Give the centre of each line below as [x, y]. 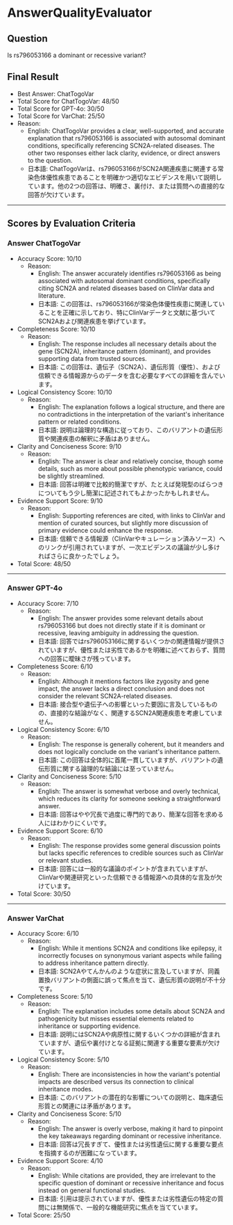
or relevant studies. [66, 860]
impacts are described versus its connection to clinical [116, 1082]
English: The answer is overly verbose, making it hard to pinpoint [130, 1129]
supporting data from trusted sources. [92, 358]
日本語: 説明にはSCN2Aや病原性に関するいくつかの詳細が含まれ [129, 1034]
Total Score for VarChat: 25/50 [61, 115]
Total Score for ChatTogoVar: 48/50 [68, 101]
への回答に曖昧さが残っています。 [86, 658]
